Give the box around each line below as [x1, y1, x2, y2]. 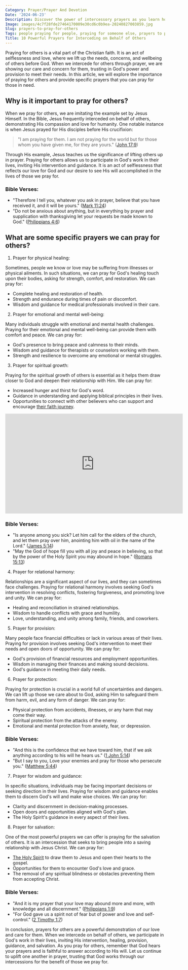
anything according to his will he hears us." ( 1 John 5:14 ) [12, 752, 131, 758]
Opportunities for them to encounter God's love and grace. [12, 865, 135, 872]
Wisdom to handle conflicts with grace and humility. [12, 610, 121, 616]
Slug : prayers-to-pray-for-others [5, 26, 79, 31]
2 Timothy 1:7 [33, 916, 61, 922]
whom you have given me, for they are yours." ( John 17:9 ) [17, 142, 138, 148]
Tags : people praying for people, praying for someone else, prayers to [5, 31, 162, 36]
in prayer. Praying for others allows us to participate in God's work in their [5, 157, 159, 163]
